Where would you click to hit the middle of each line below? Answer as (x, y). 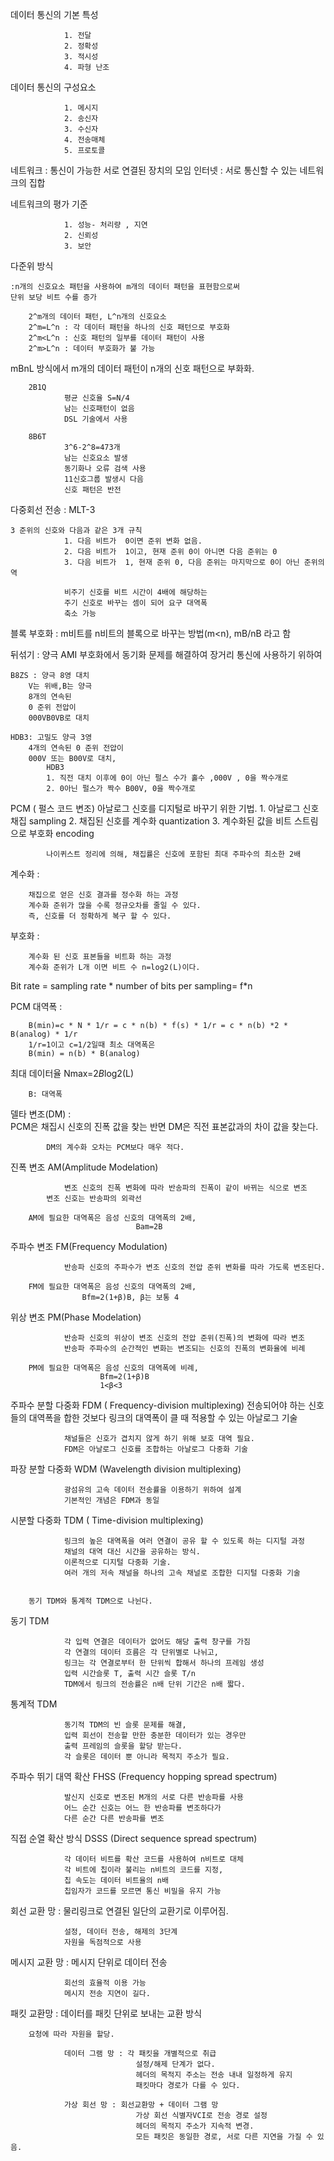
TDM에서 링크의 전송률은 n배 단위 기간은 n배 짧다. (154, 1684)
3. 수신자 (81, 129)
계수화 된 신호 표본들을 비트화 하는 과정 (100, 957)
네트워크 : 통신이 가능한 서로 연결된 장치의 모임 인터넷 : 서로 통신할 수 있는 (154, 170)
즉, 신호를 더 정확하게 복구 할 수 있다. (100, 916)
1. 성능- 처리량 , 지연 (105, 225)
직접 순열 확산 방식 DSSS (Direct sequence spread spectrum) (134, 1838)
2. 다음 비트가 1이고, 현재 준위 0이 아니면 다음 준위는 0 (170, 552)
